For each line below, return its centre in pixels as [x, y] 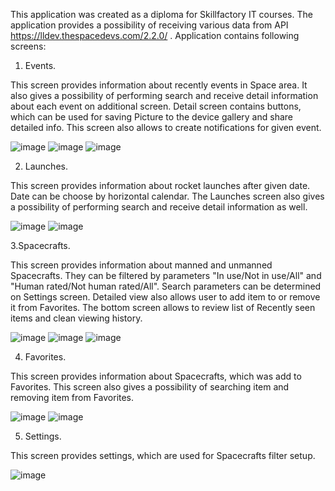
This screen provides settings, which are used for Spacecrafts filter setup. [163, 455]
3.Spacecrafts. [40, 245]
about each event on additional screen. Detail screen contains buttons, [156, 106]
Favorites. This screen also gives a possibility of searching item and [150, 387]
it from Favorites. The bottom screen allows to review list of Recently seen [163, 307]
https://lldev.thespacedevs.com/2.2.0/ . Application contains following [155, 35]
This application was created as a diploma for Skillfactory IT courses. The [161, 14]
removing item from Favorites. [72, 397]
